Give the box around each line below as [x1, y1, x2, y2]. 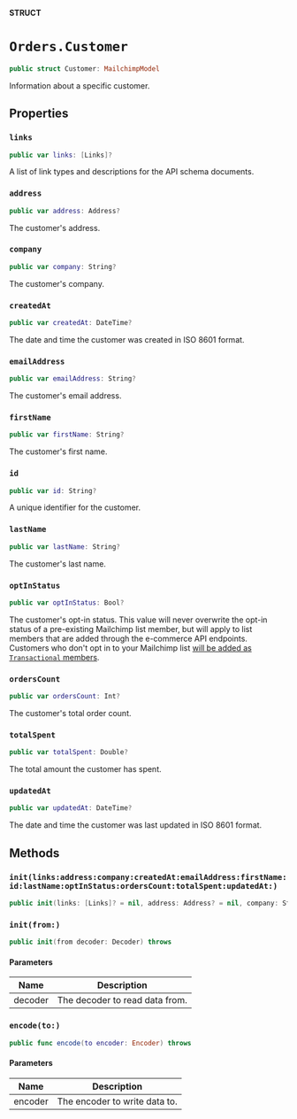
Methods [9, 845, 60, 860]
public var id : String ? [9, 486, 97, 495]
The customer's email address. [9, 390, 122, 401]
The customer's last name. [9, 558, 106, 569]
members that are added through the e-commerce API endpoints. [9, 633, 247, 644]
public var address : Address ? [9, 206, 121, 215]
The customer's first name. [9, 446, 108, 457]
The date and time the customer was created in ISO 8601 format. [9, 334, 245, 344]
